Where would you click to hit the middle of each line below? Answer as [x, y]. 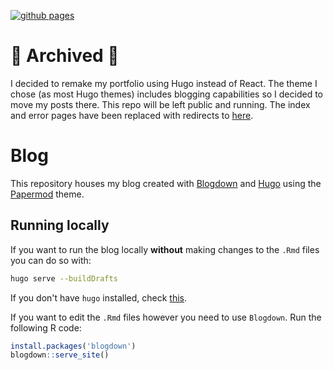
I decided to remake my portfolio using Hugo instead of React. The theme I [164, 83]
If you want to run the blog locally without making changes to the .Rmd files [165, 249]
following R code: [46, 327]
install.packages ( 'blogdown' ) [73, 346]
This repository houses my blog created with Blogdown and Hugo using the [166, 183]
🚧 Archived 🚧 [65, 56]
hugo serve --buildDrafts [64, 278]
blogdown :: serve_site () [60, 355]
